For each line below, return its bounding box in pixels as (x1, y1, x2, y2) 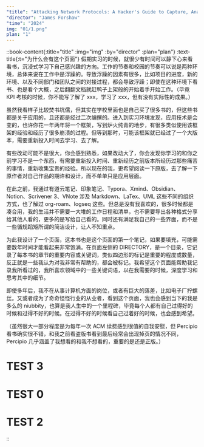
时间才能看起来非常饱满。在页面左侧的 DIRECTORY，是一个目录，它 (22, 244, 192, 251)
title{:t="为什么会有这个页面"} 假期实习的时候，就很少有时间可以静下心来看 (6, 55, 193, 63)
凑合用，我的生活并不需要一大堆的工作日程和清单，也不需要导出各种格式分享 (6, 208, 198, 216)
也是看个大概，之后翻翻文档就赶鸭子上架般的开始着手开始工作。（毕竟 (16, 86, 190, 93)
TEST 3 (6, 360, 44, 374)
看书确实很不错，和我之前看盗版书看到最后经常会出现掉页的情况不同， (6, 330, 182, 338)
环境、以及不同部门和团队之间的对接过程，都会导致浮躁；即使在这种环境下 (6, 78, 192, 86)
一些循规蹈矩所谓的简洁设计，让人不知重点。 (6, 223, 118, 231)
